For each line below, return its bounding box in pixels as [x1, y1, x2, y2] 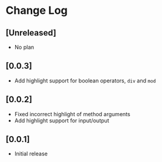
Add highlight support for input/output [14, 117, 109, 124]
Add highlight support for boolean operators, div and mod [14, 76, 157, 84]
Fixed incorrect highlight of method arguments [14, 110, 131, 117]
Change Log [5, 4, 68, 17]
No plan [14, 43, 34, 51]
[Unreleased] [5, 28, 57, 38]
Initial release [14, 150, 48, 157]
